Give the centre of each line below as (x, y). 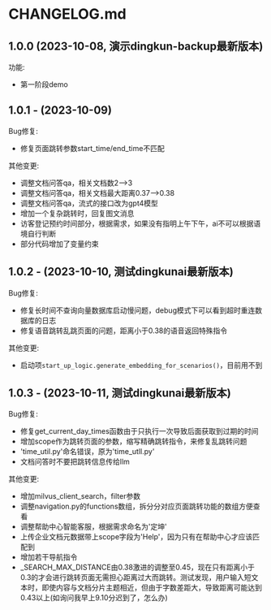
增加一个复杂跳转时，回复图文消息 (77, 213)
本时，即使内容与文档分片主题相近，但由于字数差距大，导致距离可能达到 (141, 588)
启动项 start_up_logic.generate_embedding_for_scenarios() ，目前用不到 (141, 365)
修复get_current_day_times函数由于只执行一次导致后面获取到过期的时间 (139, 431)
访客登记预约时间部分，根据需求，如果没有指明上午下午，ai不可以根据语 (140, 223)
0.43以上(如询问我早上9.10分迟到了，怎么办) (94, 598)
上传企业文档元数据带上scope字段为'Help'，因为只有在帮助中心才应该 (136, 537)
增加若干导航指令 (49, 557)
